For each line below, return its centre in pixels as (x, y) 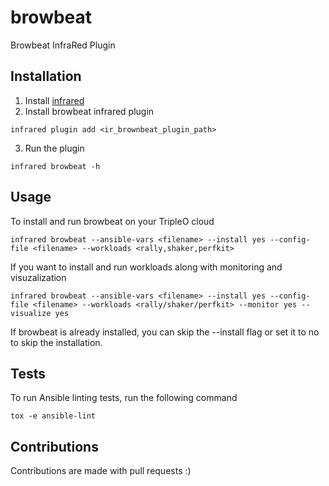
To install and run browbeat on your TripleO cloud (112, 221)
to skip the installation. (56, 342)
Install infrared (54, 100)
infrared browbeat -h (55, 166)
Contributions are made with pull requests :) (101, 471)
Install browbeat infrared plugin (89, 111)
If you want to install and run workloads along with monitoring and (146, 267)
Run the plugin (54, 148)
